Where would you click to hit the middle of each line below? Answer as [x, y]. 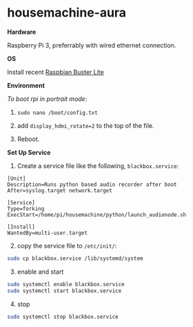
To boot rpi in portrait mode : [47, 99]
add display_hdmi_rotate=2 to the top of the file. [85, 125]
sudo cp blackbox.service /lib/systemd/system [75, 258]
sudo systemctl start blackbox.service [64, 291]
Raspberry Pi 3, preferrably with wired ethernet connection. [92, 45]
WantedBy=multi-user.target [48, 233]
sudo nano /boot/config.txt [57, 113]
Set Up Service [29, 152]
